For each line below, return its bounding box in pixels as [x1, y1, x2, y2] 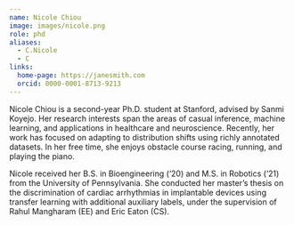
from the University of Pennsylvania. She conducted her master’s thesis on [9, 177, 284, 188]
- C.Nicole [17, 46, 58, 55]
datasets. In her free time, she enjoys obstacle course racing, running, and [9, 141, 282, 152]
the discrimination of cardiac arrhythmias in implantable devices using [9, 187, 267, 197]
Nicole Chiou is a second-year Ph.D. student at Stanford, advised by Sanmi [9, 103, 285, 114]
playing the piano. [9, 150, 76, 161]
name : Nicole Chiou [9, 12, 82, 22]
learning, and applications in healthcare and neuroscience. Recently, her [9, 122, 275, 133]
